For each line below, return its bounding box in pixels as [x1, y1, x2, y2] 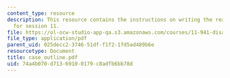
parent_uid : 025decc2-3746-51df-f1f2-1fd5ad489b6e [7, 41, 155, 48]
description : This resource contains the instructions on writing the [7, 16, 213, 23]
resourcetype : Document [7, 48, 75, 55]
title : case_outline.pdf [7, 54, 78, 61]
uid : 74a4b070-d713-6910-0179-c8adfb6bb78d [7, 60, 133, 67]
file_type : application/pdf [7, 35, 88, 42]
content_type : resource [7, 9, 75, 17]
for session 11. [13, 22, 60, 29]
